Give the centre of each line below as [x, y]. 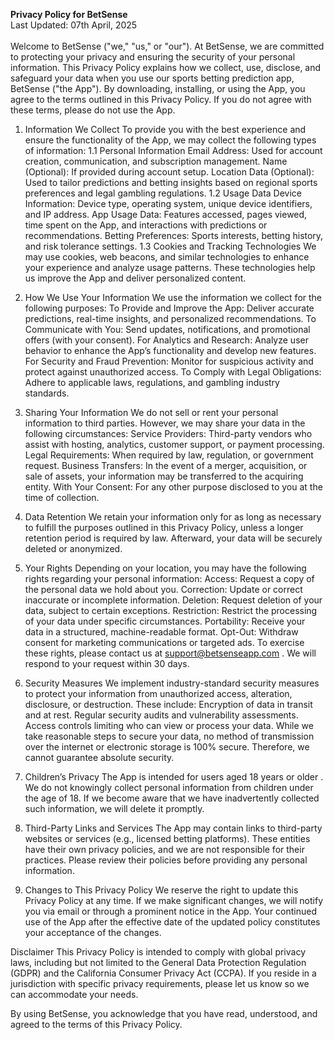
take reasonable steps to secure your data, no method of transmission [169, 736]
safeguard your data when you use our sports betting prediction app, [152, 78]
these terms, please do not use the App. [93, 110]
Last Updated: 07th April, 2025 [74, 25]
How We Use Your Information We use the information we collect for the [173, 297]
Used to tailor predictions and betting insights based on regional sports [171, 182]
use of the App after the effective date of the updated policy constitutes [172, 922]
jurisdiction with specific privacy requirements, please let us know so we [160, 983]
